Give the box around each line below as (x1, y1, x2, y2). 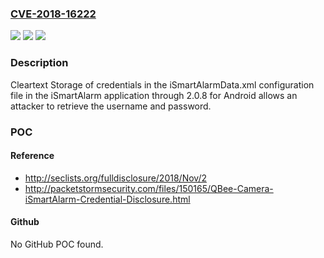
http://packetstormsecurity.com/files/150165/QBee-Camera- (24, 182, 274, 194)
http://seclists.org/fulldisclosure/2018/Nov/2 (24, 172, 207, 184)
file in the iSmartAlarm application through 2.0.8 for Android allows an (10, 89, 298, 101)
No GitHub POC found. (10, 238, 104, 250)
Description (10, 56, 69, 70)
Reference (10, 150, 55, 162)
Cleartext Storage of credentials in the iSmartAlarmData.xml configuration (10, 78, 315, 91)
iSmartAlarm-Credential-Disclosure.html (24, 193, 191, 205)
